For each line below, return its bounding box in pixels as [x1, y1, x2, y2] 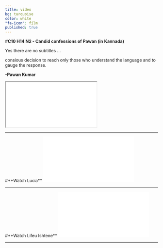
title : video [5, 7, 32, 12]
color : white [5, 16, 32, 21]
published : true [5, 25, 38, 30]
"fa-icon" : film [5, 20, 38, 26]
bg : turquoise [5, 12, 34, 16]
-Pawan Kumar [5, 72, 36, 77]
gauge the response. [5, 62, 47, 68]
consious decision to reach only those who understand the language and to [5, 57, 156, 63]
